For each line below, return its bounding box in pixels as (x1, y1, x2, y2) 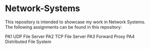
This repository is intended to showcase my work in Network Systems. (5, 19, 146, 25)
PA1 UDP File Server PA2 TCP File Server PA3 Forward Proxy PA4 (5, 33, 135, 39)
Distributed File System (5, 38, 52, 44)
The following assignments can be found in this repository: (5, 24, 122, 30)
